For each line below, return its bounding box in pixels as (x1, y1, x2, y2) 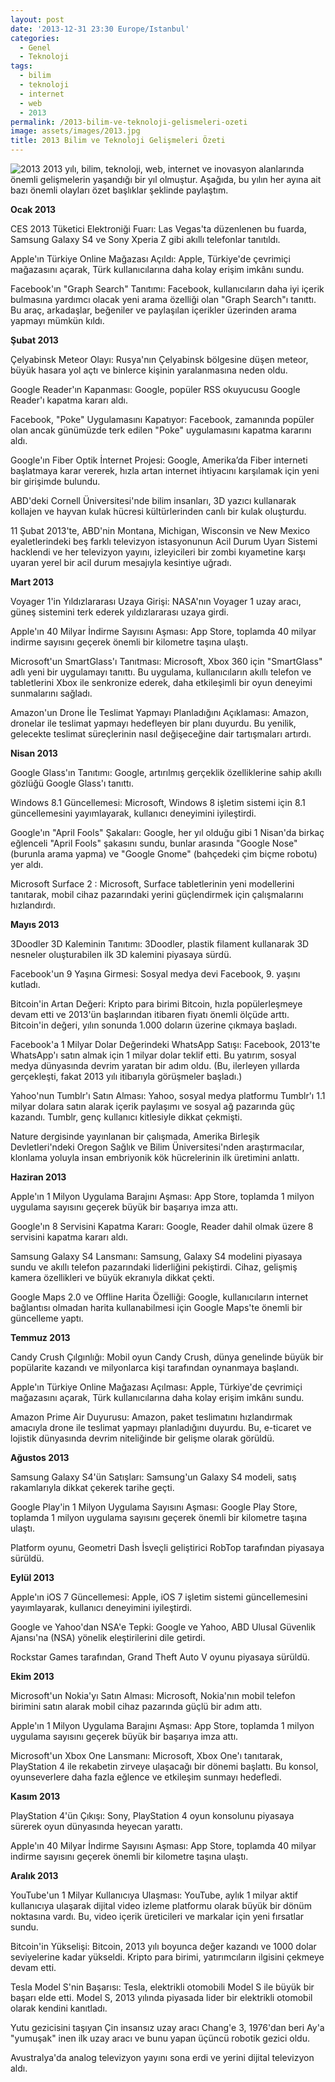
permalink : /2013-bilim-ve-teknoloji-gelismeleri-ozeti (10, 117, 248, 127)
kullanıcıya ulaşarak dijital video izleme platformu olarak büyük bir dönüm (10, 1900, 312, 1911)
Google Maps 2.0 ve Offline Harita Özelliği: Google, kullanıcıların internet (10, 1291, 309, 1303)
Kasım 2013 (10, 1791, 61, 1802)
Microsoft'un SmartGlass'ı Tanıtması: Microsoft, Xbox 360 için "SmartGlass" (10, 656, 323, 667)
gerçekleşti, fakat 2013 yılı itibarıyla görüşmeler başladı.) (10, 1071, 243, 1082)
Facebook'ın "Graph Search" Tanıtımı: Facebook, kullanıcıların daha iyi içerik (10, 283, 325, 295)
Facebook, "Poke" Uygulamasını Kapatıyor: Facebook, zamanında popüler (10, 414, 315, 425)
